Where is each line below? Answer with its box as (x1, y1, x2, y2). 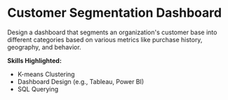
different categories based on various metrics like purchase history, (7, 35, 203, 43)
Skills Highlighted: (7, 56, 62, 64)
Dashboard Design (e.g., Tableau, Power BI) (17, 77, 145, 85)
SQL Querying (17, 85, 59, 93)
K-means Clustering (17, 70, 75, 78)
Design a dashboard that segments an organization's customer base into (7, 28, 217, 36)
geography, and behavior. (7, 43, 82, 51)
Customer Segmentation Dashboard (7, 5, 222, 21)
